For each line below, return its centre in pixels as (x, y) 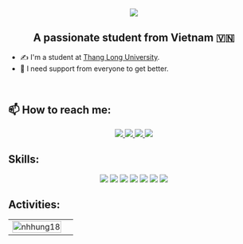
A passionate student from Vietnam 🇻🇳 (134, 37)
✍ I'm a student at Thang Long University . (90, 57)
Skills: (24, 159)
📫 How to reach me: (60, 110)
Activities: (34, 205)
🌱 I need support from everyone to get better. (94, 69)
